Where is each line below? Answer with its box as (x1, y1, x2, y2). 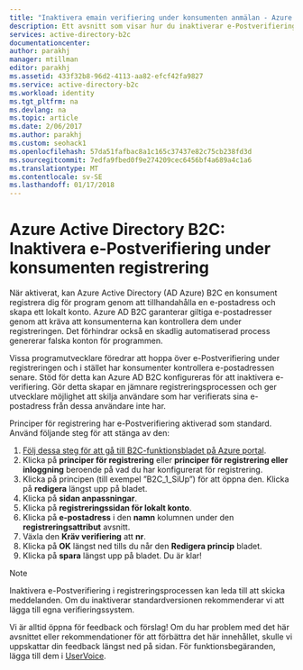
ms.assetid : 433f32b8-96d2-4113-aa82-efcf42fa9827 (9, 72, 204, 81)
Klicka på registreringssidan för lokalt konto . (22, 502, 192, 513)
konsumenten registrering (9, 258, 209, 278)
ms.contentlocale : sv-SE (9, 172, 103, 181)
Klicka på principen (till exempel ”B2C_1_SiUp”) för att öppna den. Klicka (22, 474, 289, 484)
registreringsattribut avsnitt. (22, 521, 131, 532)
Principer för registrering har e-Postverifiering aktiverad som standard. (9, 418, 272, 429)
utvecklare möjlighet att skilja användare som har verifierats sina (9, 391, 249, 402)
